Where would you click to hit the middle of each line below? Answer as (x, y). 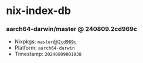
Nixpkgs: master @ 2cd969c (45, 41)
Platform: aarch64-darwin (45, 48)
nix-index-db (39, 11)
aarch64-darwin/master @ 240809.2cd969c (72, 29)
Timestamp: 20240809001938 (48, 54)
